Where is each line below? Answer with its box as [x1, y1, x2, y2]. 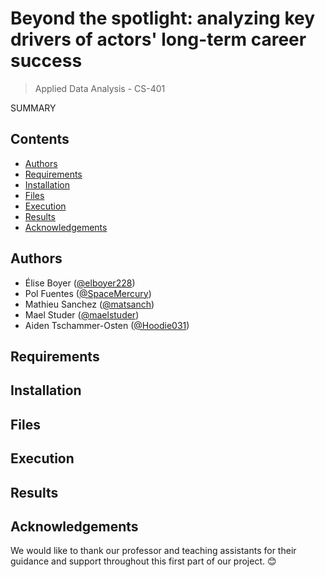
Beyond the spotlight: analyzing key [10, 7, 316, 30]
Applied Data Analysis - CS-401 [34, 82, 166, 94]
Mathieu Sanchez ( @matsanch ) [24, 298, 155, 310]
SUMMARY [10, 102, 57, 114]
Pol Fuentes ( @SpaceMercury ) [24, 287, 152, 299]
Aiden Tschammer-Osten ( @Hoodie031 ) [24, 319, 190, 331]
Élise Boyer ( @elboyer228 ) [24, 277, 136, 289]
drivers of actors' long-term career [10, 28, 307, 51]
